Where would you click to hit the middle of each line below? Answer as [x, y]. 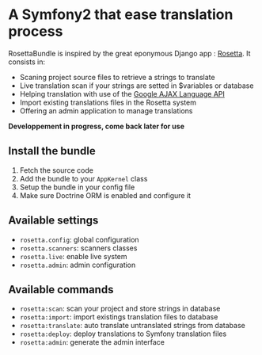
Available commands [61, 290]
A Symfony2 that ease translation [121, 15]
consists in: [27, 62]
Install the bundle [52, 151]
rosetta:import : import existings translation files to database [119, 317]
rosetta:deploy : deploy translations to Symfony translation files [123, 334]
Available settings [53, 221]
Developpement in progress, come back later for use [96, 126]
